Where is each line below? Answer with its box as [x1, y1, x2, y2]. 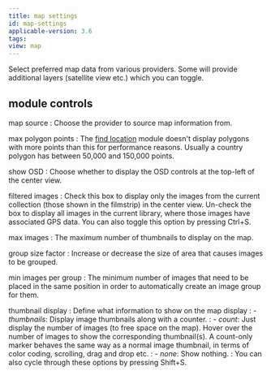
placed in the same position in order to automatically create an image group [8, 281, 261, 291]
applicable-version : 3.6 [8, 27, 92, 35]
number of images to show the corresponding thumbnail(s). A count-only [8, 331, 253, 341]
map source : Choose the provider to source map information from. [8, 118, 233, 127]
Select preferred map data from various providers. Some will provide [8, 64, 238, 74]
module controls [8, 97, 93, 110]
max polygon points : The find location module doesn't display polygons [8, 133, 250, 143]
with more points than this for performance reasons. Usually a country [8, 142, 243, 152]
